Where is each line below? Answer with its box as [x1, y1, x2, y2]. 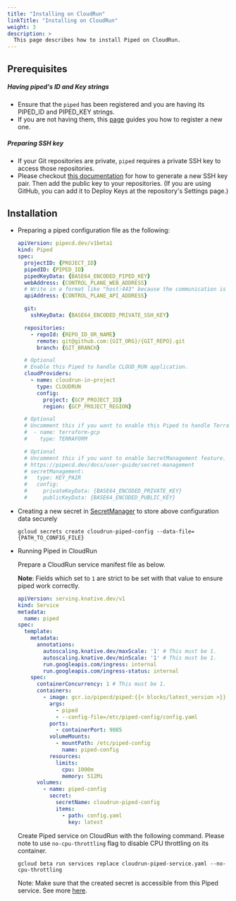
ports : [49, 720, 69, 727]
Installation [7, 207, 58, 219]
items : [55, 805, 75, 813]
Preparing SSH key [7, 139, 64, 148]
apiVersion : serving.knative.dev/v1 [17, 595, 125, 602]
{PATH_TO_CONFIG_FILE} [17, 534, 85, 541]
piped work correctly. [17, 581, 80, 590]
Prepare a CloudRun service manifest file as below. [17, 560, 166, 569]
